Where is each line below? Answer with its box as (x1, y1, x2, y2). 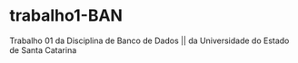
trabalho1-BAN (9, 5, 123, 26)
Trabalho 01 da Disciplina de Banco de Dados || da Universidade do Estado (9, 35, 290, 46)
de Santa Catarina (9, 44, 77, 55)
